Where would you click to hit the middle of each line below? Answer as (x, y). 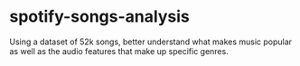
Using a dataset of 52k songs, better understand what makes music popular (150, 42)
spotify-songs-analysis (99, 17)
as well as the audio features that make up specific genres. (119, 51)
